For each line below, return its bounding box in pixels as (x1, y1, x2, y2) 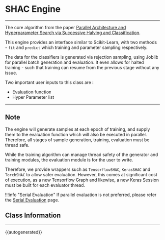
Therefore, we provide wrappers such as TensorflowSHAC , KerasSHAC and (5, 166, 151, 172)
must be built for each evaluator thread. (5, 182, 85, 188)
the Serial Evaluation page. (5, 197, 59, 203)
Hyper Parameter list (12, 94, 55, 100)
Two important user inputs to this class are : (5, 79, 94, 85)
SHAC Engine (5, 3, 61, 15)
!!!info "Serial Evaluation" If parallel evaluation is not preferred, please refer (5, 192, 157, 198)
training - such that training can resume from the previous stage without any (5, 64, 160, 70)
